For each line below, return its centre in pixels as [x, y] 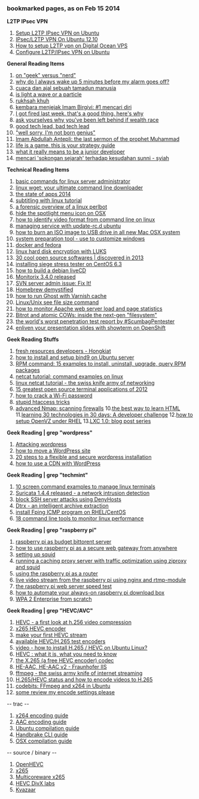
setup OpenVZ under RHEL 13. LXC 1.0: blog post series [83, 421]
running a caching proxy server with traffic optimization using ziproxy [101, 561]
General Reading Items [36, 64]
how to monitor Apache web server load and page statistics [89, 309]
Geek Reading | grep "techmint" [48, 475]
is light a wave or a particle [49, 95]
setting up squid [35, 554]
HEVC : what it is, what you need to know [66, 654]
